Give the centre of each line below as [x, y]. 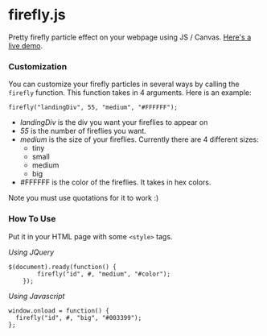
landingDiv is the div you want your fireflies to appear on [114, 122]
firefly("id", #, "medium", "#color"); [104, 274]
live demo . [25, 45]
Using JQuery [31, 252]
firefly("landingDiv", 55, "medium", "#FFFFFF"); [93, 108]
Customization [38, 66]
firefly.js [37, 15]
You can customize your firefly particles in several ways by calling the [124, 84]
